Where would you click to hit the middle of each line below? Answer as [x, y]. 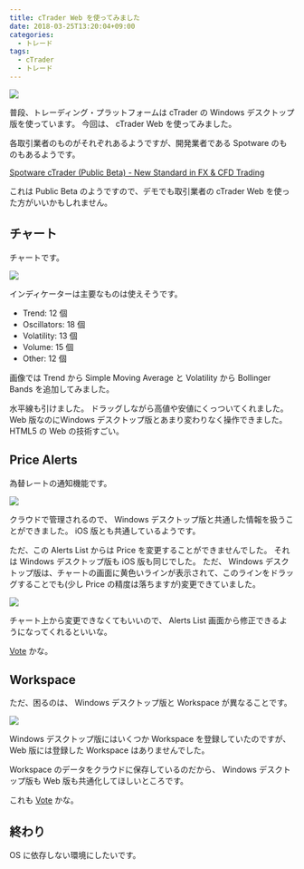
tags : [19, 52]
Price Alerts [43, 460]
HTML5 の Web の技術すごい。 [66, 431]
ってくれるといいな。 [72, 631]
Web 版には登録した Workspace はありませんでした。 [109, 750]
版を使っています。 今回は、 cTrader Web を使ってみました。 [123, 123]
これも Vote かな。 [44, 800]
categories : [32, 34]
